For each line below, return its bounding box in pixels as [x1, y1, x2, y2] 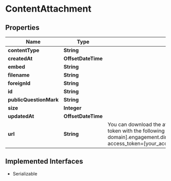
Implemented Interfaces [5, 157, 83, 166]
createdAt [8, 55, 33, 62]
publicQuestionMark [8, 96, 59, 103]
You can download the [107, 121, 161, 128]
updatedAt [8, 113, 35, 120]
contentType [8, 47, 40, 54]
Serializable [12, 170, 38, 176]
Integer [63, 104, 82, 112]
